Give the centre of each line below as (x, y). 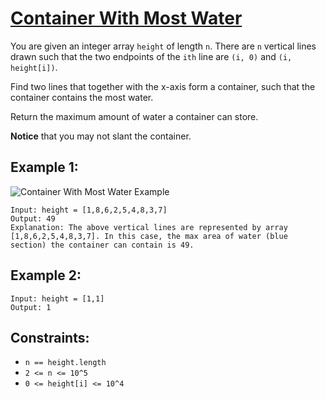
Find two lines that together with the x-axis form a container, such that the (163, 86)
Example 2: (46, 275)
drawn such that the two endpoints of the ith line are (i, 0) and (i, (151, 56)
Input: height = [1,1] (57, 298)
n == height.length (65, 363)
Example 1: (44, 167)
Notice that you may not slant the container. (101, 136)
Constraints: (50, 337)
